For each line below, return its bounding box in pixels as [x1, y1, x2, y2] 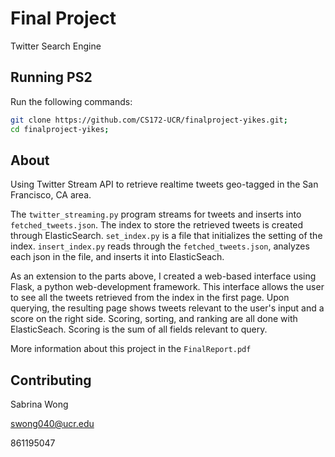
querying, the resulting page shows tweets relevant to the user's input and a [10, 302, 325, 314]
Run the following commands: [10, 95, 133, 107]
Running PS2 [10, 69, 93, 86]
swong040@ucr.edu [10, 418, 95, 430]
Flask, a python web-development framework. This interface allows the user [10, 281, 325, 293]
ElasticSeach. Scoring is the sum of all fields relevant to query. [10, 323, 268, 336]
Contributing [10, 372, 92, 389]
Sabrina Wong [10, 398, 69, 411]
